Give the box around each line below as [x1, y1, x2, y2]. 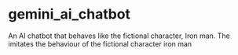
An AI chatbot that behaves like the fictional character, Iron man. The [8, 31, 230, 40]
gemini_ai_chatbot [8, 5, 131, 23]
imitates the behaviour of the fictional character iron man [8, 39, 192, 48]
